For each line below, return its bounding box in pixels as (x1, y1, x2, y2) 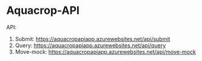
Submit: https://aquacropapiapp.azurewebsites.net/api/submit (15, 35, 170, 42)
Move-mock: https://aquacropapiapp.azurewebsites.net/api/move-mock (15, 48, 196, 55)
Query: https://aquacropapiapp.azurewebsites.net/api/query (15, 42, 166, 49)
